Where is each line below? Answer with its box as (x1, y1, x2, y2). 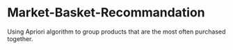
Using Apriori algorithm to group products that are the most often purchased (7, 27, 226, 36)
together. (7, 34, 33, 42)
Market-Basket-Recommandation (7, 5, 205, 21)
